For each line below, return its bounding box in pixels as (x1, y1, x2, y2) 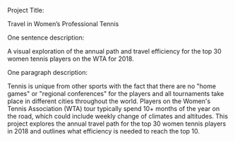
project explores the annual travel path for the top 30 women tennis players (7, 119, 227, 128)
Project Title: (7, 6, 44, 14)
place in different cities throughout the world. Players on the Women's (7, 97, 211, 105)
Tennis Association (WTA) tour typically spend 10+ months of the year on (7, 105, 220, 112)
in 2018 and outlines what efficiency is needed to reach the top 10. (7, 127, 200, 135)
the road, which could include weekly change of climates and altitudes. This (7, 112, 228, 120)
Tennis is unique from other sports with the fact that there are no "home (7, 82, 217, 90)
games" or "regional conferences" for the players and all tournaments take (7, 90, 224, 97)
